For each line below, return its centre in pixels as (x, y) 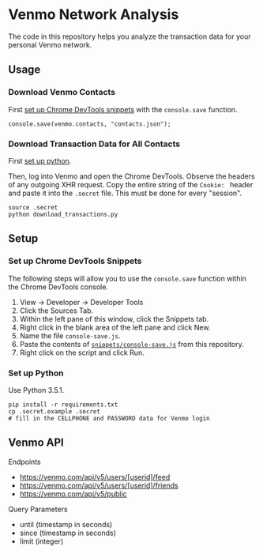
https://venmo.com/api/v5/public (73, 494)
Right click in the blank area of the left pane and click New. (115, 327)
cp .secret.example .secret (54, 411)
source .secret (33, 207)
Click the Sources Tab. (56, 311)
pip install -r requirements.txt (63, 405)
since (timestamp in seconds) (68, 533)
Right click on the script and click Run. (82, 352)
